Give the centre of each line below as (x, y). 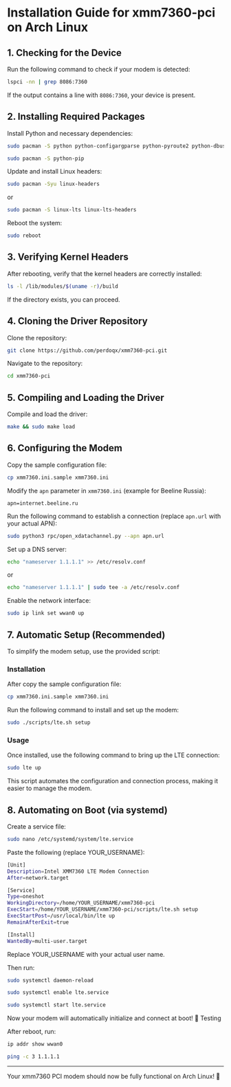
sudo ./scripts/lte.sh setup (49, 723)
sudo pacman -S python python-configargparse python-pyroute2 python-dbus (117, 146)
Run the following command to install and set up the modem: (93, 710)
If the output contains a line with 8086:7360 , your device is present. (101, 95)
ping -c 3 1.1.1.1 (33, 1057)
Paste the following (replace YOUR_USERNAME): (76, 852)
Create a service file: (37, 827)
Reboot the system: (35, 223)
